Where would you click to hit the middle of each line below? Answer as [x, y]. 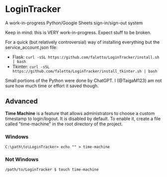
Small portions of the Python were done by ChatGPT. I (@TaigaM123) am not [83, 80]
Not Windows [22, 159]
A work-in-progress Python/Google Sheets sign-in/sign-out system [74, 23]
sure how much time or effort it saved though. [52, 86]
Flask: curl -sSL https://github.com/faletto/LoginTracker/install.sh [86, 57]
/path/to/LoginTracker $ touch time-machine [52, 170]
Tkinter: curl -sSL [31, 66]
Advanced [22, 101]
